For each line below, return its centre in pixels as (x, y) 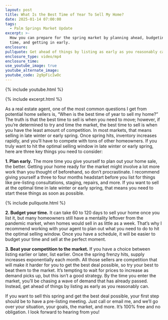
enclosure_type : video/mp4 (33, 56)
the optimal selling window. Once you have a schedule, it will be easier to (80, 234)
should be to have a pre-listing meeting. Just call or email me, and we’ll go (82, 301)
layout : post (19, 10)
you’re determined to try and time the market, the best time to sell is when (81, 125)
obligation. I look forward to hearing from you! (52, 312)
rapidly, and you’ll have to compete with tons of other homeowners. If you (81, 140)
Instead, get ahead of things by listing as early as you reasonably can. (77, 286)
